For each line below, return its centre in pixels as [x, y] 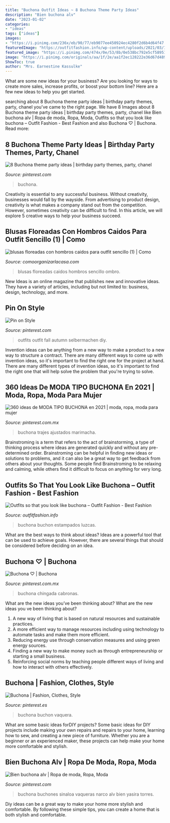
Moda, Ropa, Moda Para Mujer [54, 395]
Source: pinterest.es [26, 705]
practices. [23, 624]
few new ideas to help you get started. [45, 92]
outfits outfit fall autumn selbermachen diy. [62, 340]
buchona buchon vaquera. [45, 715]
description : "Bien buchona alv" [40, 15]
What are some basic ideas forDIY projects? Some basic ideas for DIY [78, 725]
